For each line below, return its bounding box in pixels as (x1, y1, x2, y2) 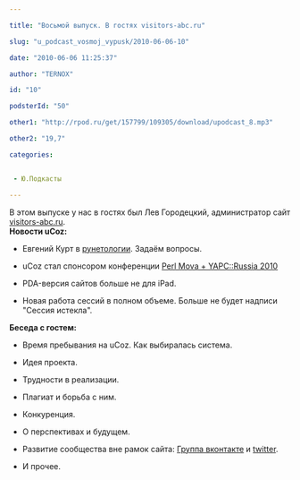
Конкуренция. (21, 408, 76, 419)
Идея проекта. (21, 356, 78, 367)
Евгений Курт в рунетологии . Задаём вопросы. (21, 243, 203, 253)
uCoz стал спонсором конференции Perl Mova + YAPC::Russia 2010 (21, 261, 279, 271)
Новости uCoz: (9, 226, 68, 236)
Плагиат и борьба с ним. (21, 391, 117, 402)
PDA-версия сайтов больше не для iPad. (21, 278, 177, 288)
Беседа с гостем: (9, 321, 78, 332)
